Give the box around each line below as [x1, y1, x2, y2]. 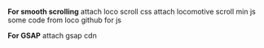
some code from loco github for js [7, 15, 121, 25]
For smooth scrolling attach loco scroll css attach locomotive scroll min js [7, 7, 256, 16]
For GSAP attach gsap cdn [7, 31, 97, 40]
